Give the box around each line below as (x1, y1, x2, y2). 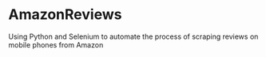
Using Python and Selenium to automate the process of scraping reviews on (8, 32, 259, 41)
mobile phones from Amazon (8, 40, 104, 49)
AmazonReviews (8, 6, 122, 24)
